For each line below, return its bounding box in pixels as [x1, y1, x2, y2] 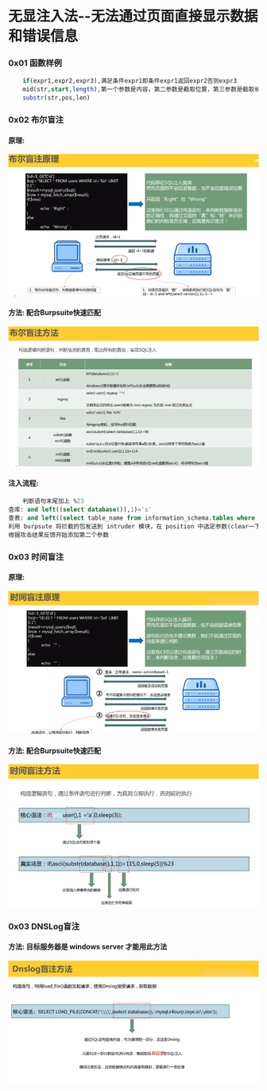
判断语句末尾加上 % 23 [22, 497, 85, 505]
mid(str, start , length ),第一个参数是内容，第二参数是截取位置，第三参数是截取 [22, 85, 255, 94]
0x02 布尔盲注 [8, 115, 64, 126]
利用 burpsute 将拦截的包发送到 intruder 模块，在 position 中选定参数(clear [8, 523, 249, 531]
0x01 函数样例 [8, 57, 62, 68]
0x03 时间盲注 [8, 551, 64, 562]
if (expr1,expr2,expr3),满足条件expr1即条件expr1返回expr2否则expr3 [22, 77, 238, 85]
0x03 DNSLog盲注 [8, 921, 80, 932]
